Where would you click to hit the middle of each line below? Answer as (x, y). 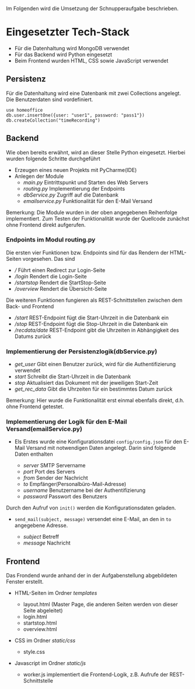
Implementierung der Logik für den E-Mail (67, 422)
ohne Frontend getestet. (35, 406)
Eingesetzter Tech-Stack (68, 32)
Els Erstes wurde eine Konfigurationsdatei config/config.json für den (98, 442)
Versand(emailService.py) (44, 429)
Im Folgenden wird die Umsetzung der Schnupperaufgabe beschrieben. (93, 8)
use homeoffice (25, 110)
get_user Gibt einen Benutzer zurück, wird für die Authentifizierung (95, 364)
